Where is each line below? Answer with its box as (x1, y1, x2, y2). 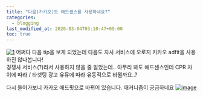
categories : (6, 14, 36, 20)
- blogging (11, 20, 39, 26)
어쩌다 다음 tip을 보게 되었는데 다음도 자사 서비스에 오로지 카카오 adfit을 (16, 49, 185, 56)
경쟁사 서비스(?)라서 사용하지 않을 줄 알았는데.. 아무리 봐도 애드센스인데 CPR (6, 64, 186, 71)
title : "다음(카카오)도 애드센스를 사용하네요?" (6, 8, 111, 15)
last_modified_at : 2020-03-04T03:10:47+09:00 (6, 25, 123, 32)
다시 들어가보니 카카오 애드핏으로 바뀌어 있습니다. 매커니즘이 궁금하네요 (6, 84, 174, 91)
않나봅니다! (17, 56, 44, 63)
